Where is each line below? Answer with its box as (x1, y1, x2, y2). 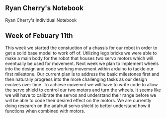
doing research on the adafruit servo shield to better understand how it (5, 103, 151, 109)
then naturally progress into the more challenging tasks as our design (5, 76, 148, 82)
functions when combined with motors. (5, 108, 85, 114)
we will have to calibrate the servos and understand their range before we (5, 92, 157, 98)
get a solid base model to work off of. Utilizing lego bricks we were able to (5, 50, 157, 56)
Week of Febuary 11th (5, 32, 73, 40)
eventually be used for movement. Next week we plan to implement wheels (5, 60, 159, 66)
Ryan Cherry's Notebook (5, 4, 83, 12)
